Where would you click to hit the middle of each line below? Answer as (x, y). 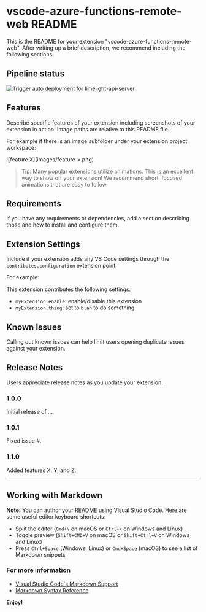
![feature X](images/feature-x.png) (50, 159)
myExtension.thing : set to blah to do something (75, 308)
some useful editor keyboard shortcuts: (56, 516)
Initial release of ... (30, 412)
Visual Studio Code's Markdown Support (67, 584)
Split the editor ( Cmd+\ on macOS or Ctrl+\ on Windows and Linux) (99, 529)
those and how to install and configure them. (63, 225)
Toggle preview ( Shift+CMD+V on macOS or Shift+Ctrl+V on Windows (102, 535)
